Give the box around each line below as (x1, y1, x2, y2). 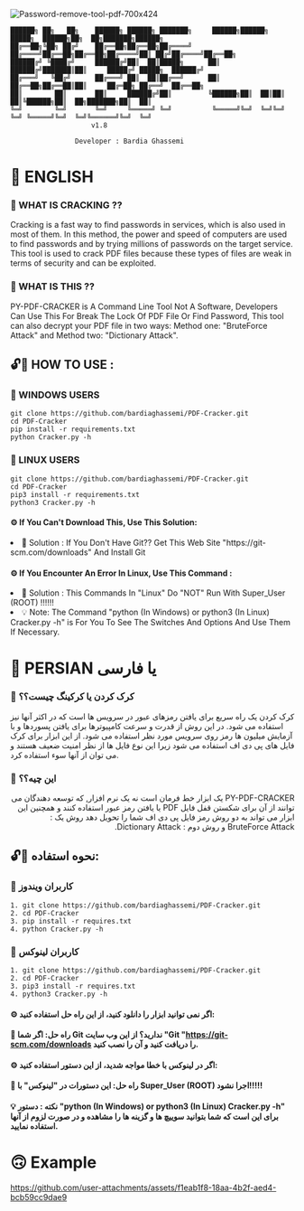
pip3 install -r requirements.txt (10, 490, 141, 499)
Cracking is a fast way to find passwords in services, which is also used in (10, 220, 286, 230)
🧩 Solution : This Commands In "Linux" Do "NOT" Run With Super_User (22, 587, 286, 598)
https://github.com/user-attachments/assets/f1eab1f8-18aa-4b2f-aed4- (10, 1182, 277, 1193)
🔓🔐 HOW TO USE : (10, 357, 115, 372)
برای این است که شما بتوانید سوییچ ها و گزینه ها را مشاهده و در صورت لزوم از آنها (10, 1111, 279, 1122)
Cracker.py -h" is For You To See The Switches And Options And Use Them (10, 617, 291, 628)
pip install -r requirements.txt (10, 425, 136, 434)
